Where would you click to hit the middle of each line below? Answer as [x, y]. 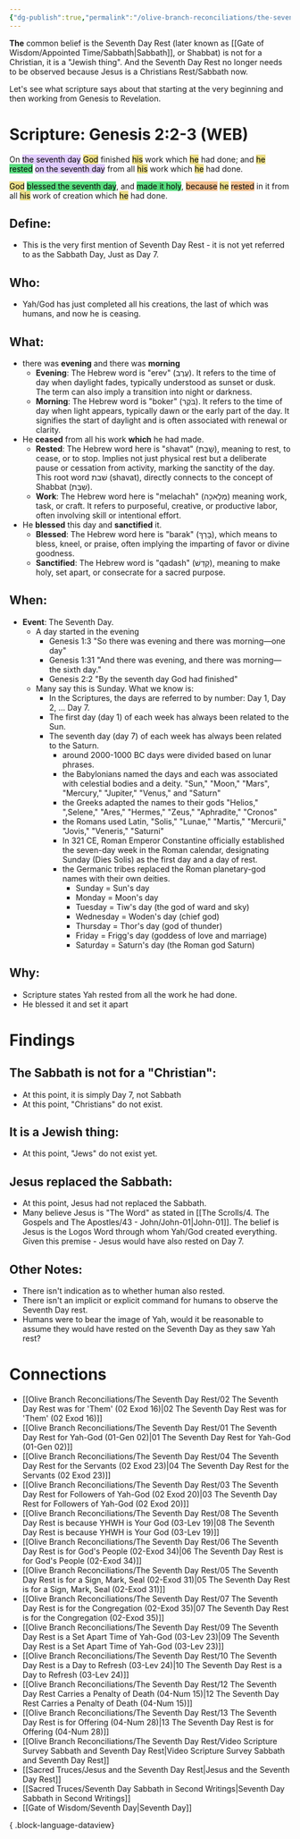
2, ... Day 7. [69, 707]
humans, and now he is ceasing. [81, 314]
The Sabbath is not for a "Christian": [113, 1073]
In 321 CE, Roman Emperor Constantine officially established [173, 840]
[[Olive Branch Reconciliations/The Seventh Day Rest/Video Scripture [150, 1741]
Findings [42, 1040]
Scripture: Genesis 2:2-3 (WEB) [129, 134]
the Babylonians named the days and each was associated [170, 773]
